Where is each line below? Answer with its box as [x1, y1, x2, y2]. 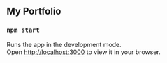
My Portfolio [6, 6, 61, 17]
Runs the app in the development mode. [6, 40, 122, 48]
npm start [6, 26, 40, 34]
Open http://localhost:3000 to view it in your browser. [6, 48, 161, 56]
